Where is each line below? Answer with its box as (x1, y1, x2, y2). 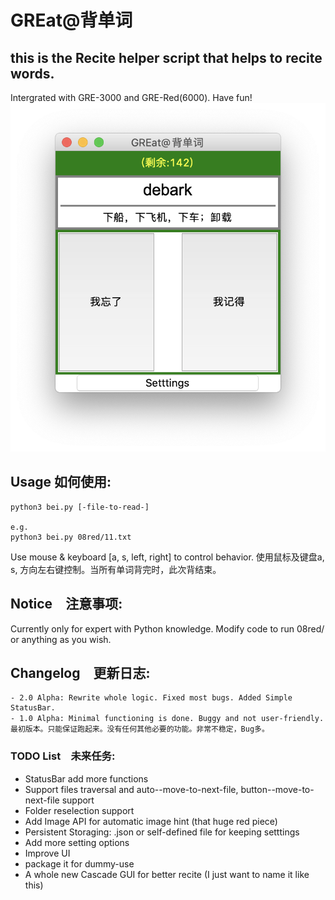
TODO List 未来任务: (10, 749, 116, 763)
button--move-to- (240, 783, 315, 795)
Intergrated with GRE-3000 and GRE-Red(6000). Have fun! (10, 92, 253, 103)
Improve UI (24, 847, 71, 859)
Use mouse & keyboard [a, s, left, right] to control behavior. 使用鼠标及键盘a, (10, 551, 325, 563)
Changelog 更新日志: (10, 665, 151, 682)
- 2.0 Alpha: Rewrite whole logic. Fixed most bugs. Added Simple (10, 693, 293, 703)
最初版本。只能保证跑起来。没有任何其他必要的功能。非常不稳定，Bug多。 (10, 724, 270, 735)
